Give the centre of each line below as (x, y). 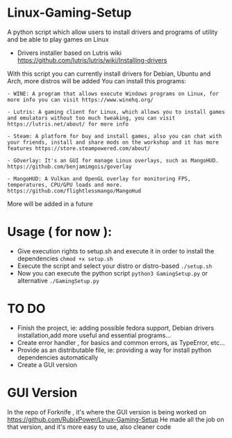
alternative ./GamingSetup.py (58, 280)
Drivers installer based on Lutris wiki (69, 53)
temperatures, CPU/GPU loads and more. (65, 185)
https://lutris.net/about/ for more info (68, 124)
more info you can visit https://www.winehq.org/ (81, 100)
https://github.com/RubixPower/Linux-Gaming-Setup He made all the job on (116, 419)
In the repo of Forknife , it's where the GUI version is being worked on (107, 412)
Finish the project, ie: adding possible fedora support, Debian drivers (116, 328)
